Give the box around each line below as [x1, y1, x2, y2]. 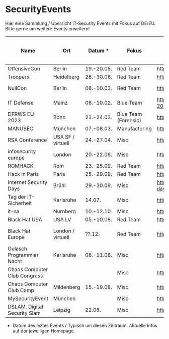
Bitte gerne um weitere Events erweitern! [5, 25, 90, 31]
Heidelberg [53, 73, 79, 80]
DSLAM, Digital [8, 303, 44, 310]
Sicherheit [8, 200, 32, 207]
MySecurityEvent [8, 295, 49, 302]
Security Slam [8, 309, 41, 316]
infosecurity [8, 148, 36, 155]
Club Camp [8, 286, 34, 294]
